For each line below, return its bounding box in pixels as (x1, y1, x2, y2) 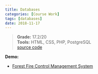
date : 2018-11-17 (5, 20, 40, 26)
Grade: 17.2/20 (16, 34, 47, 40)
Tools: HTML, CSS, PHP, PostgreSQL (16, 39, 91, 45)
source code (16, 44, 43, 50)
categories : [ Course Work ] (5, 12, 60, 17)
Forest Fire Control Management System (12, 63, 93, 69)
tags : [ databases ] (5, 16, 42, 21)
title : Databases (5, 7, 40, 12)
